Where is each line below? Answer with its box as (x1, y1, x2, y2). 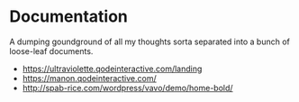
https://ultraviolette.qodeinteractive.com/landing (22, 63, 203, 74)
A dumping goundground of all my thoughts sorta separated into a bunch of (9, 36, 291, 47)
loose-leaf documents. (9, 45, 94, 56)
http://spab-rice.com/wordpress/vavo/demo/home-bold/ (22, 82, 233, 93)
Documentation (9, 6, 129, 27)
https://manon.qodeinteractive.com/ (22, 72, 157, 83)
